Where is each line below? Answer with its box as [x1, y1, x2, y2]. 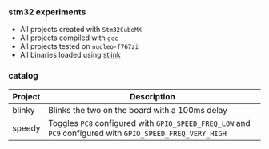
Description [129, 91, 176, 102]
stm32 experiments [8, 6, 86, 18]
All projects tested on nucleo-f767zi [19, 42, 139, 51]
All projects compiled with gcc [19, 33, 118, 42]
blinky [12, 104, 35, 115]
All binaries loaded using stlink [19, 50, 122, 60]
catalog [8, 70, 38, 82]
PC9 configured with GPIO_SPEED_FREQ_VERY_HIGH [47, 127, 227, 139]
